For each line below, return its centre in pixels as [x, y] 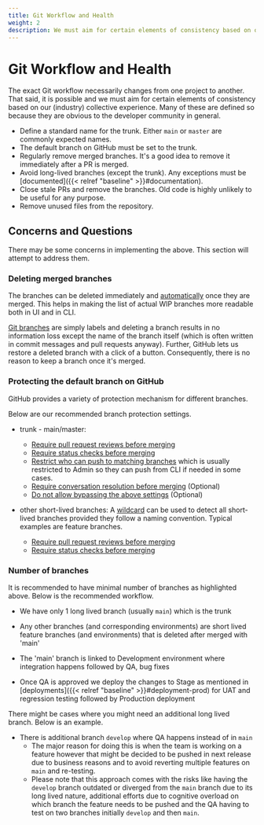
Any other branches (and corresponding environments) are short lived [133, 627]
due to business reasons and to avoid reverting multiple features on [140, 763]
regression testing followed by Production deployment [107, 699]
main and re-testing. [63, 771]
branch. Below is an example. [56, 722]
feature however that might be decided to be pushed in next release [141, 754]
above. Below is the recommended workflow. [81, 596]
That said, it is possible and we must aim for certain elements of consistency [132, 99]
